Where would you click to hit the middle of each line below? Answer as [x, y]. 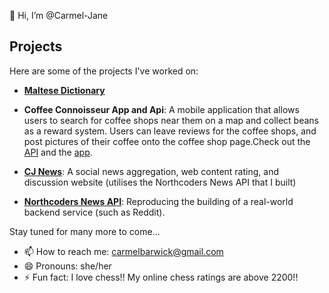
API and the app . [58, 152]
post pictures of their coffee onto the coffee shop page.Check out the [167, 141]
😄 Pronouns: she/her [67, 266]
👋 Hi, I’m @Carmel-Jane [59, 15]
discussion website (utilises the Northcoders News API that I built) [160, 182]
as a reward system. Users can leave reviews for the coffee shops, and [170, 131]
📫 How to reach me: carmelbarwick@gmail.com [123, 251]
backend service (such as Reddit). [94, 212]
